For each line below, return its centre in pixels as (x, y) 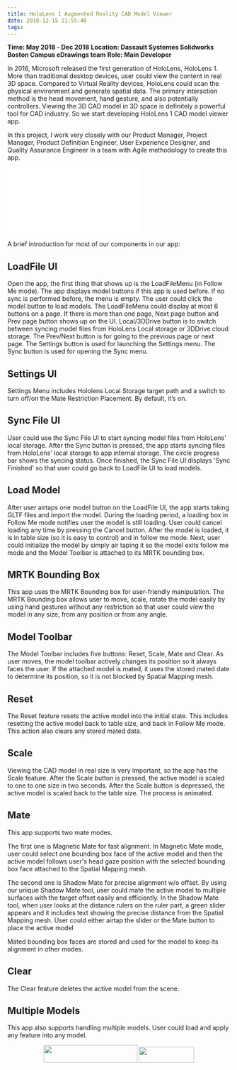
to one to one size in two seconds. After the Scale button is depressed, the (116, 785)
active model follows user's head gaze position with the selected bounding (116, 861)
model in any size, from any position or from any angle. (87, 614)
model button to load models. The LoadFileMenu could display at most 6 (113, 307)
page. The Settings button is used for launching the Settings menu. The (111, 344)
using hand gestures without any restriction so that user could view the (111, 607)
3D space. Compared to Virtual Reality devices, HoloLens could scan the (113, 84)
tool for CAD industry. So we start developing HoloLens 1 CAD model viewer (118, 114)
